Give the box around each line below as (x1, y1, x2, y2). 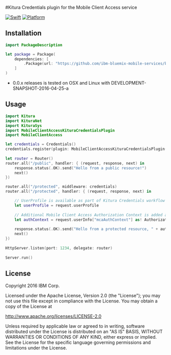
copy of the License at (5, 303, 52, 310)
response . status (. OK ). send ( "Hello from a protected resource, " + (14, 226, 158, 232)
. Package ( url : (23, 61, 53, 66)
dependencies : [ (14, 56, 49, 62)
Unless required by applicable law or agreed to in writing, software (5, 323, 145, 329)
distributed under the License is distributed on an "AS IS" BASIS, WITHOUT (5, 328, 163, 335)
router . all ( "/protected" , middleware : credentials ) (5, 184, 117, 189)
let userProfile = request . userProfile (14, 202, 99, 208)
